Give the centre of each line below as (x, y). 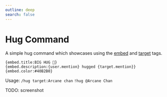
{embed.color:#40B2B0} (29, 71)
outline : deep (20, 10)
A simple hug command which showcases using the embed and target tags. (84, 53)
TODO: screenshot (24, 90)
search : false (20, 15)
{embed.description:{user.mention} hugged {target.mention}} (71, 67)
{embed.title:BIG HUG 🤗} (31, 63)
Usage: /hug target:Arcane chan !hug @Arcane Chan (59, 80)
